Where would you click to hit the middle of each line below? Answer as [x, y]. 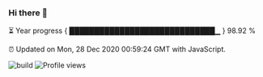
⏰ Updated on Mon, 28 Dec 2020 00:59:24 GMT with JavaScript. [117, 49]
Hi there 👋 [28, 13]
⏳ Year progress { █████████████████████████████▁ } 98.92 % [132, 30]
